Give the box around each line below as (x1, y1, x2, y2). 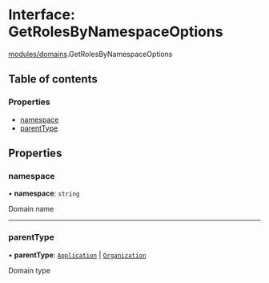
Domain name (8, 204, 54, 214)
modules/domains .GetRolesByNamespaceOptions (8, 49, 173, 59)
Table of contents (8, 72, 98, 86)
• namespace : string (8, 188, 80, 198)
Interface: (8, 6, 76, 24)
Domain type (8, 265, 50, 275)
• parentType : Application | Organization (8, 250, 147, 260)
